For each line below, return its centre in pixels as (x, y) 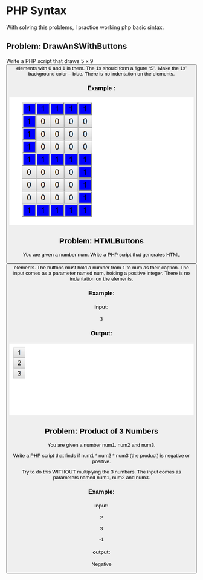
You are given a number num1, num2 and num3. (101, 445)
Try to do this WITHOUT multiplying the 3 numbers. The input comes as (101, 472)
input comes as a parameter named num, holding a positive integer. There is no (101, 273)
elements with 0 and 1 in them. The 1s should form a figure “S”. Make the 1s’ (101, 68)
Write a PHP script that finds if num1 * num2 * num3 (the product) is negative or (101, 456)
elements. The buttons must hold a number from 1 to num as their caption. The (101, 268)
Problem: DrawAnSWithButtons (67, 46)
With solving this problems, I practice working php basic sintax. (85, 27)
